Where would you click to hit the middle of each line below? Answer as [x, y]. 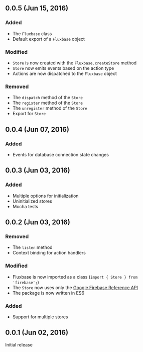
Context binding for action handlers [49, 253]
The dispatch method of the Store [47, 98]
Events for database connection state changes [61, 154]
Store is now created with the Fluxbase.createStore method [75, 63]
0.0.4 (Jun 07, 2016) [37, 129]
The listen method [32, 247]
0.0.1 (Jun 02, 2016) [37, 333]
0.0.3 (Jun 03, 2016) [38, 170]
